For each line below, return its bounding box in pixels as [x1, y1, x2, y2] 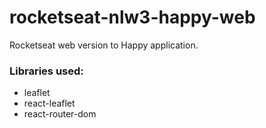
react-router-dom [23, 108, 97, 120]
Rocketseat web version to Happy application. [9, 39, 199, 51]
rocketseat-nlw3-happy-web [9, 6, 256, 29]
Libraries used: [9, 64, 84, 78]
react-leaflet [23, 97, 76, 110]
